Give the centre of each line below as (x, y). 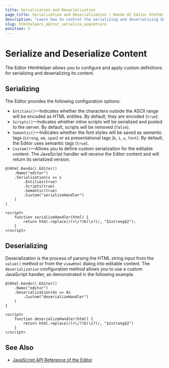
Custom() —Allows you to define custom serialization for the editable (83, 148)
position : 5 (18, 29)
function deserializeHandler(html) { (54, 319)
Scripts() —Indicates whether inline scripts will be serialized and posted (87, 121)
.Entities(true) (40, 182)
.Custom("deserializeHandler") (56, 297)
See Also (19, 348)
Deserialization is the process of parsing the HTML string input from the (80, 258)
